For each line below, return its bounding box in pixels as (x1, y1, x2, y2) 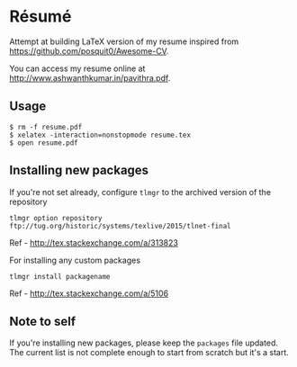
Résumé (9, 6, 72, 27)
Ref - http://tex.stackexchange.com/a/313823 (9, 237, 178, 248)
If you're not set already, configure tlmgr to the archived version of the (9, 186, 272, 197)
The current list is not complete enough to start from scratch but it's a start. (9, 347, 290, 358)
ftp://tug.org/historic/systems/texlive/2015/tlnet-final (9, 221, 231, 230)
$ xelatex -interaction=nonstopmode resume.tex (9, 130, 192, 139)
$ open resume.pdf (9, 138, 78, 148)
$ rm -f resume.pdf (9, 122, 83, 131)
